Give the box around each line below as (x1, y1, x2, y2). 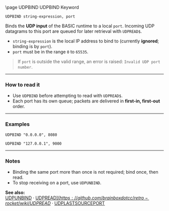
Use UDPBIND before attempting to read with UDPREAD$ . (12, 93, 123, 99)
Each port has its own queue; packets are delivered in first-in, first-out (12, 98, 160, 104)
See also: (5, 189, 25, 195)
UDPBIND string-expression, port (5, 14, 75, 19)
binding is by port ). (12, 43, 53, 49)
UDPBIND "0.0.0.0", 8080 (5, 132, 57, 137)
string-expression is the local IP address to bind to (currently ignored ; (12, 38, 159, 44)
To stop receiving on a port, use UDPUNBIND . (12, 179, 102, 186)
